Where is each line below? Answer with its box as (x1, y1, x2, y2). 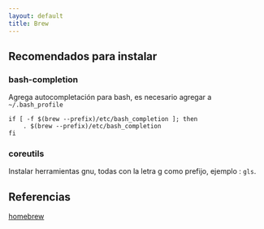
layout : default (8, 11, 63, 20)
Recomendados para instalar (8, 50, 158, 63)
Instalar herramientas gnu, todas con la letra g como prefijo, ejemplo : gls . (8, 166, 257, 176)
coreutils (8, 148, 45, 159)
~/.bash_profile (8, 101, 63, 110)
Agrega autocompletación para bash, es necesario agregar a (8, 93, 212, 102)
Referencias (8, 190, 71, 204)
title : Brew (8, 19, 49, 28)
